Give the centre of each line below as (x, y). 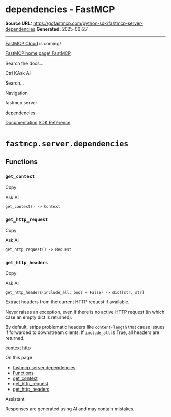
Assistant (15, 399)
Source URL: (19, 23)
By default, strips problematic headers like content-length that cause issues (85, 327)
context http (18, 348)
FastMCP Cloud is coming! (33, 43)
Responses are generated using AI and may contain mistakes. (70, 409)
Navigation (17, 93)
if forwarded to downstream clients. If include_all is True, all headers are (82, 332)
